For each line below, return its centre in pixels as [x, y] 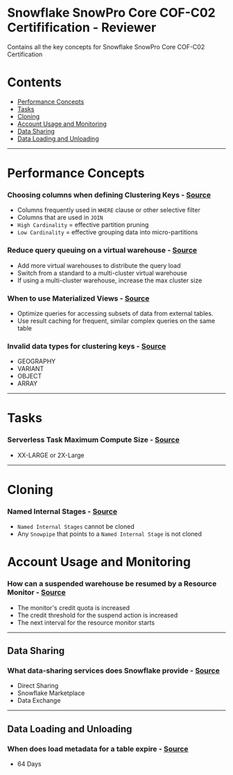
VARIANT [31, 369]
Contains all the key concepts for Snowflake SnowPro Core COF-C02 [106, 47]
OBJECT [29, 376]
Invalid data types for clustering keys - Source [87, 346]
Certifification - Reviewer [82, 27]
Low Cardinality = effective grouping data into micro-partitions [107, 232]
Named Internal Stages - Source [62, 511]
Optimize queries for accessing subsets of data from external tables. [115, 313]
